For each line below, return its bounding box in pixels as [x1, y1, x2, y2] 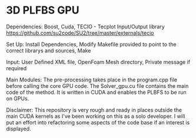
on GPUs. [6, 95, 29, 102]
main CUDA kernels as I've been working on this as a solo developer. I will [6, 113, 185, 120]
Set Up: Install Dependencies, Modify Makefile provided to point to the [6, 41, 177, 48]
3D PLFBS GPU [6, 4, 79, 17]
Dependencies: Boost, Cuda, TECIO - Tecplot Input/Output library [6, 23, 165, 30]
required [6, 64, 27, 71]
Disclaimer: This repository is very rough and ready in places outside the [6, 106, 182, 113]
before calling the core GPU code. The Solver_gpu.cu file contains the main [6, 82, 189, 89]
